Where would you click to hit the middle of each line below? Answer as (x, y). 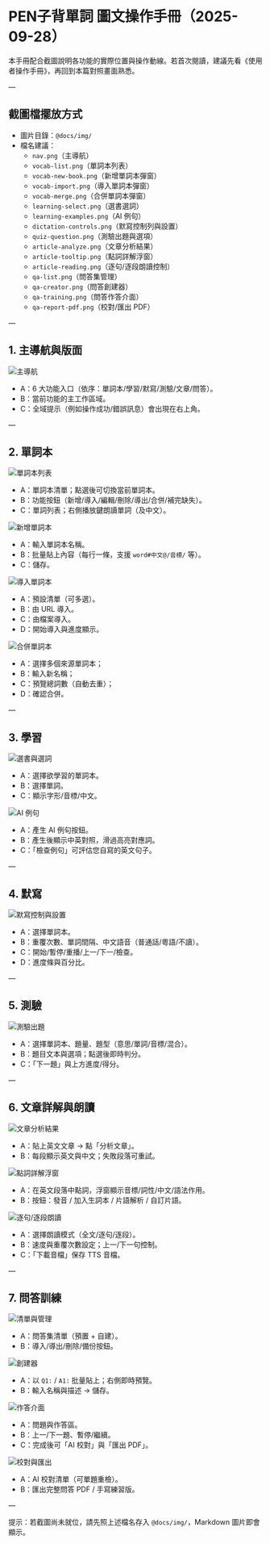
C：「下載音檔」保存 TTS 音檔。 (72, 1254)
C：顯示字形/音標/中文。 (61, 796)
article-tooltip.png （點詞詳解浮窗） (95, 256)
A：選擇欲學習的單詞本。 (61, 776)
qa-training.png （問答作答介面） (87, 296)
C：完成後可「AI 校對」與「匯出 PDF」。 (86, 1445)
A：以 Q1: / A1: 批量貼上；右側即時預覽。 (88, 1380)
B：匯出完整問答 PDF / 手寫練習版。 (79, 1489)
